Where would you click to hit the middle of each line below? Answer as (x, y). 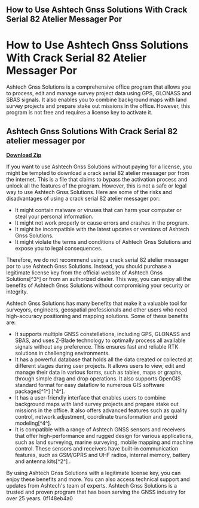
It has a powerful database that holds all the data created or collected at (103, 359)
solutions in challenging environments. (62, 353)
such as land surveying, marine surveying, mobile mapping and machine (104, 442)
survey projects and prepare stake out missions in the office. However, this (98, 106)
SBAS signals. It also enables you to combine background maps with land (97, 100)
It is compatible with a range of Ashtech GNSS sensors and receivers (100, 430)
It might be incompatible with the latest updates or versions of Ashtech (102, 229)
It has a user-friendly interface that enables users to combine (90, 398)
